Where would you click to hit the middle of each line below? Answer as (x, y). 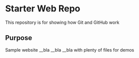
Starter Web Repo (43, 9)
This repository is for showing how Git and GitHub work (62, 22)
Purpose (19, 38)
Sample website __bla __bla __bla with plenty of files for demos (70, 50)
